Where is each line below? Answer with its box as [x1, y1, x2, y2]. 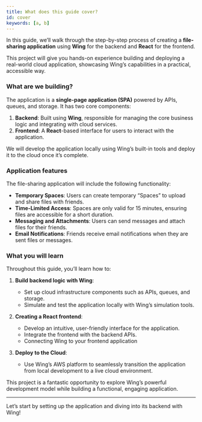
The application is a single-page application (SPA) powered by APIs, [6, 96, 177, 103]
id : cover [6, 14, 31, 20]
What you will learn [6, 251, 64, 259]
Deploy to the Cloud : [14, 349, 67, 356]
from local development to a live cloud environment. [23, 367, 153, 374]
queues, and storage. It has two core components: [6, 102, 131, 110]
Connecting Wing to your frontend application [23, 338, 138, 345]
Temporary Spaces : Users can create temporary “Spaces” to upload [14, 191, 186, 199]
